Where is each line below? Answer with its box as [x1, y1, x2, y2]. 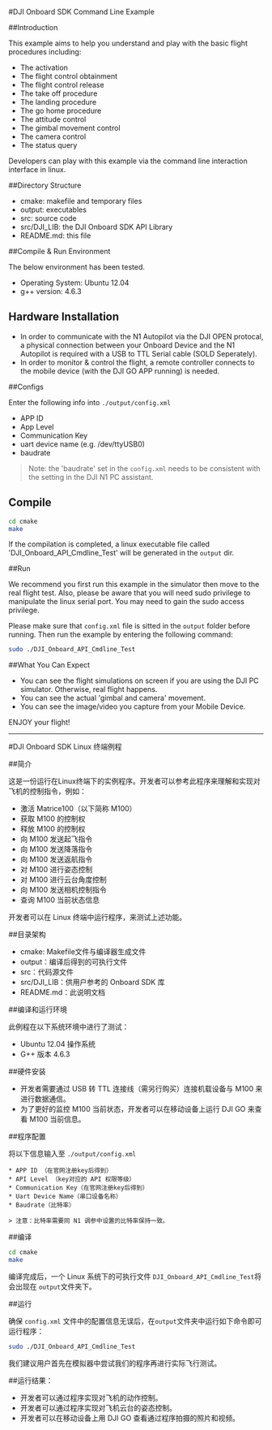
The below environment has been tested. [8, 262, 146, 271]
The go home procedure [19, 106, 102, 115]
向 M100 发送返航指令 [19, 854, 93, 864]
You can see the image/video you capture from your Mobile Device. [19, 702, 246, 711]
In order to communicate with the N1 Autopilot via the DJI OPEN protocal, [19, 331, 264, 341]
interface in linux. [8, 165, 66, 174]
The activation [19, 63, 69, 72]
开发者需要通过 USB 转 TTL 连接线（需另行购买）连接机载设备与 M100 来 [19, 1084, 263, 1094]
